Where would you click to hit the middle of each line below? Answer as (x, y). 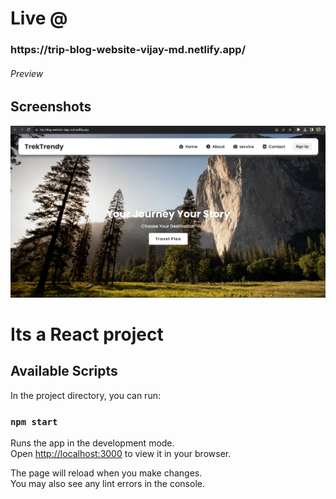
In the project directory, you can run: (85, 395)
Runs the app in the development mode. (92, 443)
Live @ (39, 18)
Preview (27, 73)
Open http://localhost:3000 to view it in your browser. (121, 453)
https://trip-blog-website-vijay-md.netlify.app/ (128, 50)
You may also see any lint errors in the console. (107, 483)
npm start (34, 421)
